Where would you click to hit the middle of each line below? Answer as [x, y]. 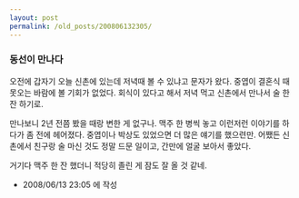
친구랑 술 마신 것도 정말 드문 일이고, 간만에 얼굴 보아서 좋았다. [142, 145]
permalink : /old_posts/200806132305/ [81, 26]
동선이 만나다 [36, 60]
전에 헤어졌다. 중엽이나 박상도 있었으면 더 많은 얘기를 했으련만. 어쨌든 [158, 134]
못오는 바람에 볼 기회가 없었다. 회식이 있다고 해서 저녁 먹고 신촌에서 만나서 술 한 [150, 93]
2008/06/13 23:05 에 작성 [70, 184]
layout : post [34, 18]
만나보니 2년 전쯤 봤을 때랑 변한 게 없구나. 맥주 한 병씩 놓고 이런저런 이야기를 [145, 123]
